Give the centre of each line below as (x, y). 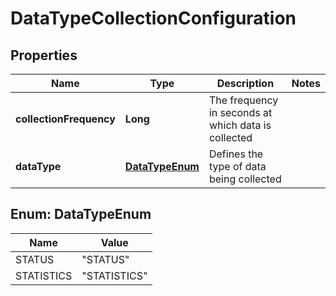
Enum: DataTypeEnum (81, 214)
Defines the (236, 154)
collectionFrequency (65, 119)
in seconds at (240, 112)
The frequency (243, 100)
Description (245, 83)
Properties (44, 55)
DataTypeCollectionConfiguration (153, 18)
